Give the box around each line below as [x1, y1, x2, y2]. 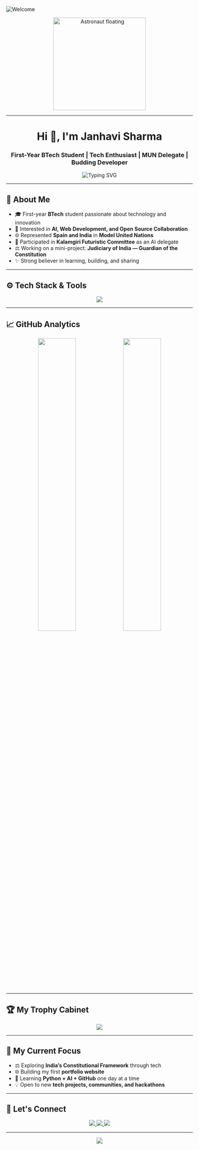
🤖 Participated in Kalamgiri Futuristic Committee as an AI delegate [14, 238, 179, 245]
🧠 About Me [6, 194, 50, 204]
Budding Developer [70, 158, 129, 166]
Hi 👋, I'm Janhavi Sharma [37, 130, 162, 143]
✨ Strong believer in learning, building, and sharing [14, 257, 139, 264]
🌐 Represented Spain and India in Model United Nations [14, 232, 154, 239]
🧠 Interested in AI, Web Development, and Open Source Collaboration [14, 225, 188, 233]
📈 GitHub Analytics [6, 319, 81, 329]
